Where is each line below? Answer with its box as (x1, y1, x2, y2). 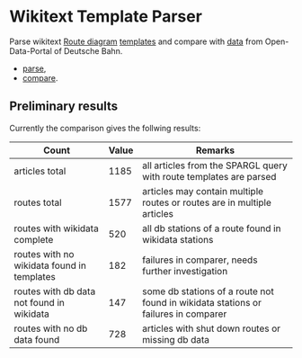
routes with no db (13, 322, 88, 335)
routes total (13, 196, 62, 209)
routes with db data (13, 285, 96, 298)
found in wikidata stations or (142, 296, 262, 309)
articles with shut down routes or (142, 322, 281, 335)
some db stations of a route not (142, 285, 274, 298)
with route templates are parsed (142, 170, 277, 183)
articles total (13, 165, 67, 177)
